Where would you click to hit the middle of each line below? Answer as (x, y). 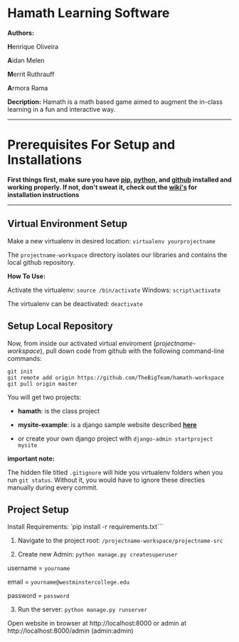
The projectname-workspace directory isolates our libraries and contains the (117, 255)
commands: (25, 358)
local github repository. (41, 262)
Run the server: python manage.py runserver (83, 609)
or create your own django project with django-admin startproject (115, 438)
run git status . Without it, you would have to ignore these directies (106, 480)
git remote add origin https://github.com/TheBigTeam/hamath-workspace (116, 378)
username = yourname (39, 568)
